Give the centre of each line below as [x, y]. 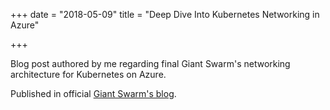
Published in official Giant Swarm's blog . [93, 93]
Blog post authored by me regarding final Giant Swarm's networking [150, 63]
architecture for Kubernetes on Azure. [88, 74]
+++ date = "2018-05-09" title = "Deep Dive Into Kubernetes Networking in [165, 14]
